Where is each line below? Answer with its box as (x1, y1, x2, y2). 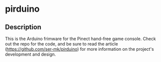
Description (5, 23, 41, 31)
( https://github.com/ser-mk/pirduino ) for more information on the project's (5, 46, 154, 52)
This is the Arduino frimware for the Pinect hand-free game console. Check (5, 36, 156, 41)
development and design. (5, 51, 56, 57)
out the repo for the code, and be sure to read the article (5, 41, 118, 47)
